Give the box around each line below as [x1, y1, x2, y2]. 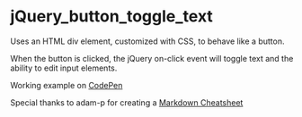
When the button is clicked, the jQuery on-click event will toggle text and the [10, 53, 294, 63]
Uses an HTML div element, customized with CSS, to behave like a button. [10, 36, 285, 46]
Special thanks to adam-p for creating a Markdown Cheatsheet [10, 96, 244, 108]
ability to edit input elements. [10, 63, 118, 73]
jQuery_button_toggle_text [10, 6, 214, 27]
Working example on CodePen [10, 79, 123, 90]
